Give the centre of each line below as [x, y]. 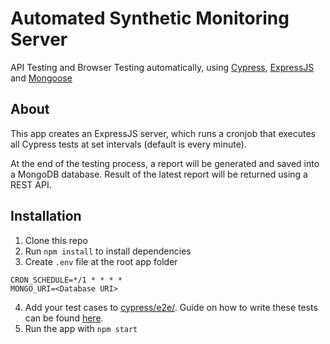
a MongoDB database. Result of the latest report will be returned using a [159, 174]
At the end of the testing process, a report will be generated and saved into [165, 163]
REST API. [31, 184]
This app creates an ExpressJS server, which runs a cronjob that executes [163, 133]
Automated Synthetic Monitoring [150, 18]
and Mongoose [41, 78]
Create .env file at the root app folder [101, 261]
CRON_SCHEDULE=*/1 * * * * [66, 280]
